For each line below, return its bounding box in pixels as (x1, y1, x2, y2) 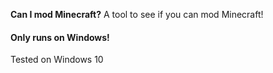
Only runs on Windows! (10, 31, 110, 43)
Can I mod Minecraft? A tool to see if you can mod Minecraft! (10, 9, 264, 20)
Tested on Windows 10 (10, 54, 104, 66)
